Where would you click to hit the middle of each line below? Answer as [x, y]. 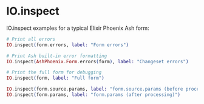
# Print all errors [31, 39]
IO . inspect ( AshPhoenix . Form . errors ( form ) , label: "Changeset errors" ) [97, 61]
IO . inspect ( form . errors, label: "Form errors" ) [68, 45]
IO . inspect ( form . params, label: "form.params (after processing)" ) [93, 95]
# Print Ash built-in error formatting [57, 56]
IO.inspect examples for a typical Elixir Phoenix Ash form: [78, 28]
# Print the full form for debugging [54, 72]
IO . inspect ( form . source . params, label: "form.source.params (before [95, 89]
